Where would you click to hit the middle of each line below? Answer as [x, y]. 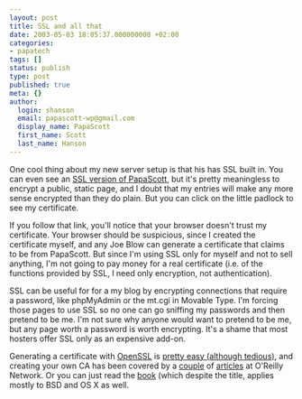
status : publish [40, 69]
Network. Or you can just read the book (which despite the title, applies [142, 375]
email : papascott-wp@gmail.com [76, 118]
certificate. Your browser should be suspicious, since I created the [133, 235]
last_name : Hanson [52, 144]
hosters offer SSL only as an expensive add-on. [98, 339]
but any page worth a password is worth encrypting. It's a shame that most [149, 329]
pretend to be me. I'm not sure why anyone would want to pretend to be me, [151, 319]
